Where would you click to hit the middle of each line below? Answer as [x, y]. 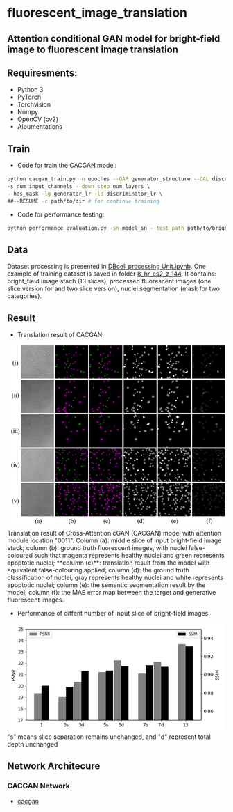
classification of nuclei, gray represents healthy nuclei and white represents [115, 577]
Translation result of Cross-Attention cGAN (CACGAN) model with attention [114, 533]
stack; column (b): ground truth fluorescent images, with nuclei [97, 547]
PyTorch [29, 97]
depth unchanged [33, 744]
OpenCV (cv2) [38, 119]
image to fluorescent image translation [93, 49]
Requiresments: [42, 73]
